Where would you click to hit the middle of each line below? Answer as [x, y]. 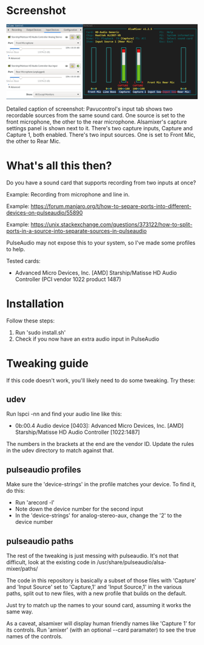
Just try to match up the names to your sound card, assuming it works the [99, 605]
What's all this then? [59, 166]
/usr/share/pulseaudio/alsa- [132, 562]
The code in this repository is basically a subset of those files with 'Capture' [101, 580]
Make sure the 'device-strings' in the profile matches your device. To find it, [101, 484]
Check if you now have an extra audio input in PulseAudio [87, 339]
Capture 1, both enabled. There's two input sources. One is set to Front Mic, [101, 134]
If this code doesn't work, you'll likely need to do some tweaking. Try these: [101, 380]
